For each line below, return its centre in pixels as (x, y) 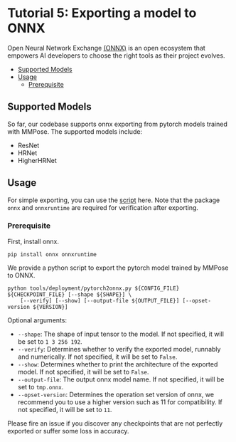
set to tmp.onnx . (41, 386)
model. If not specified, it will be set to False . (83, 372)
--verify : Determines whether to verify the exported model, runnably (119, 349)
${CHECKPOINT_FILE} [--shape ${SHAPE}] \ (70, 294)
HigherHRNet (37, 160)
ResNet (28, 145)
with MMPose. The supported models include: (75, 131)
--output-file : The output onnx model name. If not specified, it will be (121, 379)
